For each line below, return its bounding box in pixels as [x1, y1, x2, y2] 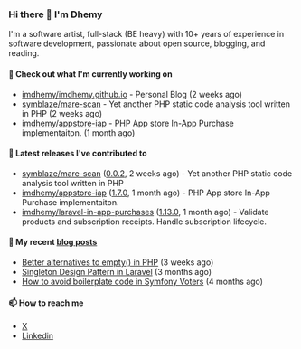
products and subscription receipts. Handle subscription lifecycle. [21, 216, 268, 227]
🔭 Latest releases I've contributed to [8, 148, 147, 159]
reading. [8, 48, 40, 59]
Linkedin [21, 330, 54, 342]
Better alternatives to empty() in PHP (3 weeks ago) [21, 257, 214, 268]
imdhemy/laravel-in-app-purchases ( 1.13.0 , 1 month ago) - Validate [21, 206, 269, 217]
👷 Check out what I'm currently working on [8, 68, 173, 80]
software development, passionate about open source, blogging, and [8, 38, 266, 49]
